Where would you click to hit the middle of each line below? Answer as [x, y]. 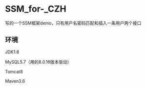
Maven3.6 [15, 81]
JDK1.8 [12, 52]
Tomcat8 [14, 71]
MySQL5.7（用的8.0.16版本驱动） [38, 62]
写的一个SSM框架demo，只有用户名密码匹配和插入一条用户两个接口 [73, 23]
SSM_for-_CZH [36, 9]
